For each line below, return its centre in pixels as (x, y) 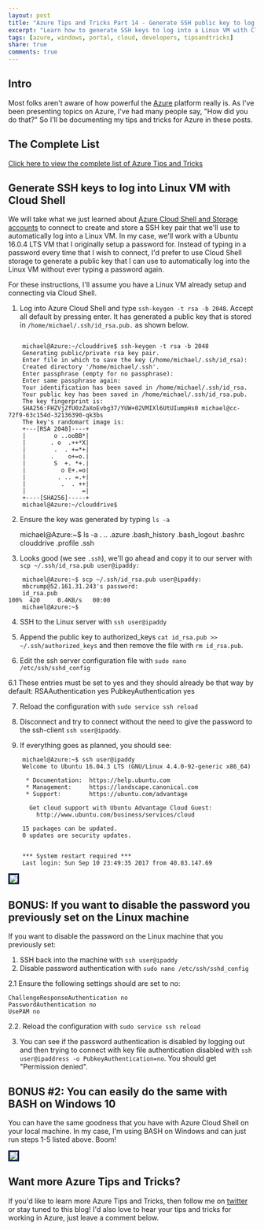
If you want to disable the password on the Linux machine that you (116, 936)
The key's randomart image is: (73, 422)
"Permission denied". (53, 1067)
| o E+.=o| (56, 471)
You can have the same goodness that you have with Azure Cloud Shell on (128, 1123)
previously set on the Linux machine (99, 917)
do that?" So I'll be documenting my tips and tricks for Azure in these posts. (130, 120)
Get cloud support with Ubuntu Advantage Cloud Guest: (121, 808)
